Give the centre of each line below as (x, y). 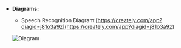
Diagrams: (26, 9)
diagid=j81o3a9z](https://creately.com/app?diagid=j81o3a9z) (98, 27)
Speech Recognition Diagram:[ (60, 20)
